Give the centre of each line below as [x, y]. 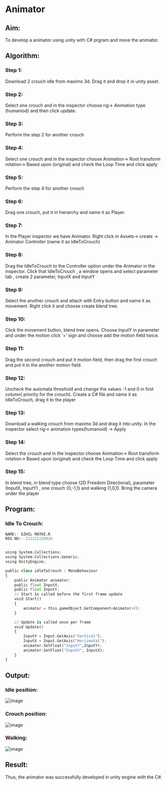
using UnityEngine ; [26, 562]
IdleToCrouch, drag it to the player [40, 399]
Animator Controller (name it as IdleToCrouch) [53, 242]
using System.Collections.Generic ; [43, 557]
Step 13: [15, 412]
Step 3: [14, 124]
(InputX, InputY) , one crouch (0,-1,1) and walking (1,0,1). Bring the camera [81, 488]
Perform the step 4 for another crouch [45, 188]
